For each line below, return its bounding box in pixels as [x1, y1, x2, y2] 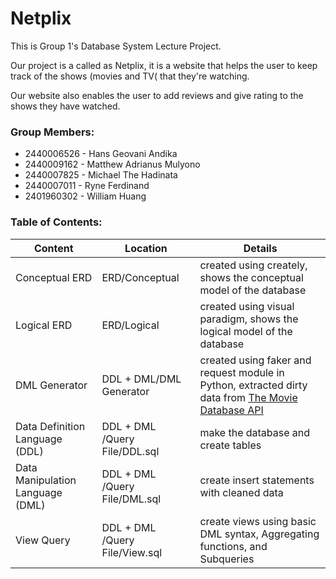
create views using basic [199, 514, 317, 528]
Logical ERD [15, 318, 73, 332]
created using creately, [199, 258, 308, 272]
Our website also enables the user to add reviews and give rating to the [10, 89, 304, 101]
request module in [199, 365, 285, 379]
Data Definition [15, 419, 86, 433]
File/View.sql [101, 545, 163, 559]
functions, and [199, 539, 268, 553]
